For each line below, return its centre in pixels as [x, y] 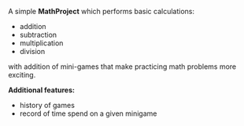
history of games [47, 105]
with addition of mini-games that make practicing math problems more [122, 67]
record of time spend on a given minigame [88, 113]
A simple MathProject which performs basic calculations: [102, 11]
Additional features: [41, 90]
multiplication [41, 43]
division [32, 51]
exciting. [22, 75]
